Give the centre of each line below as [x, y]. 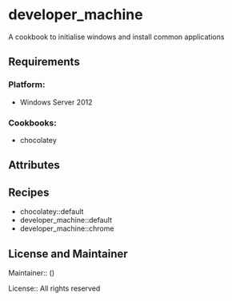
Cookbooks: [33, 123]
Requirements [44, 62]
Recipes [29, 192]
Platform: [27, 85]
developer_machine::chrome [67, 228]
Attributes [34, 165]
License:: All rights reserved [54, 288]
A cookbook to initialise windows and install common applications [116, 37]
